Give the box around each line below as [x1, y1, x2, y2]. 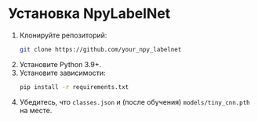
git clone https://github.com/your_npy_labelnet [19, 45, 182, 53]
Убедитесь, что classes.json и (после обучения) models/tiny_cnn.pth [19, 97, 251, 106]
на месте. [19, 105, 53, 115]
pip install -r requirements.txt [19, 83, 129, 91]
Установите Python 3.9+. [19, 59, 102, 69]
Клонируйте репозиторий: [19, 30, 107, 40]
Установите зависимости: [19, 68, 106, 77]
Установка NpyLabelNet [8, 5, 171, 23]
